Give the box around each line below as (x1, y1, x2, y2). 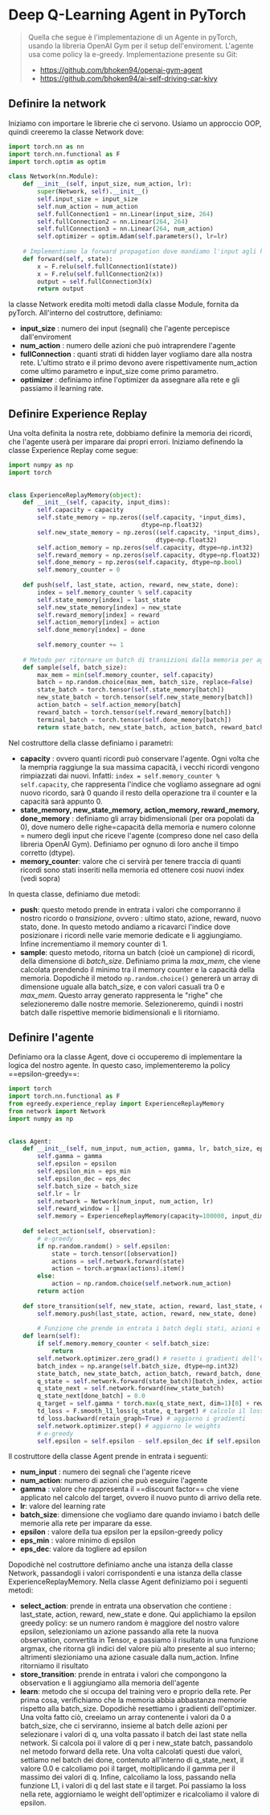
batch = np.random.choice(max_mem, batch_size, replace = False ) (37, 679, 253, 687)
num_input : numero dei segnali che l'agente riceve (19, 1467, 191, 1477)
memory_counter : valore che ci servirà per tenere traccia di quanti (19, 856, 241, 866)
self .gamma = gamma (37, 1153, 103, 1161)
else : (37, 1272, 56, 1281)
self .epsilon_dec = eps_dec (37, 1174, 131, 1182)
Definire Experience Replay (8, 407, 148, 421)
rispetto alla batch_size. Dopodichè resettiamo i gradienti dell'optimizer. (19, 1704, 257, 1713)
